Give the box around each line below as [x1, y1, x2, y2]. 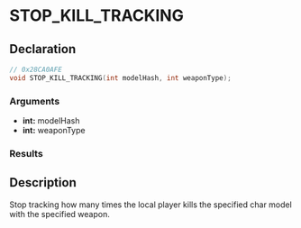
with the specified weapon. [9, 208, 110, 219]
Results [9, 147, 43, 160]
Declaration [9, 41, 77, 57]
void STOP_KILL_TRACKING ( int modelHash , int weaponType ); [9, 73, 232, 82]
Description [9, 175, 77, 190]
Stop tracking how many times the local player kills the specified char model [9, 199, 293, 210]
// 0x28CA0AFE [9, 65, 63, 74]
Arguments [9, 95, 60, 107]
